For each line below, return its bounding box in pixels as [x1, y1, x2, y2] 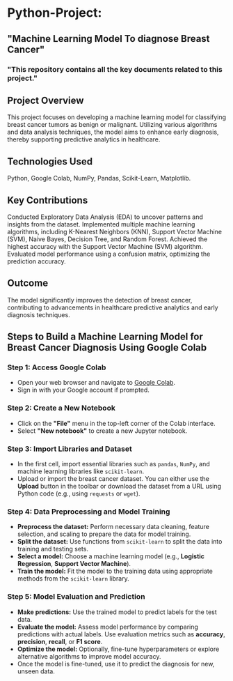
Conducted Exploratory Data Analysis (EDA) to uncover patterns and [7, 213, 203, 221]
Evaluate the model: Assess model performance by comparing [17, 622, 198, 631]
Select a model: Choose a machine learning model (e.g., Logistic [17, 552, 205, 560]
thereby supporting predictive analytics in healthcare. [7, 135, 161, 144]
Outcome [7, 277, 49, 289]
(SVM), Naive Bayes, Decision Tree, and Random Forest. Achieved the [7, 235, 208, 243]
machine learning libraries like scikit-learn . [17, 467, 145, 475]
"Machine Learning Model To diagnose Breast [7, 33, 210, 45]
